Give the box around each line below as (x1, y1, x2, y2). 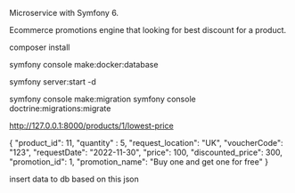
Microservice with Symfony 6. (9, 8, 119, 18)
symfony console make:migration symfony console (9, 93, 196, 104)
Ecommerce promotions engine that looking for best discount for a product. (9, 25, 287, 35)
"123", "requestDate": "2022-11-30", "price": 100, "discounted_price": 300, (9, 147, 283, 157)
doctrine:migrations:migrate (9, 103, 111, 114)
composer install (9, 42, 70, 52)
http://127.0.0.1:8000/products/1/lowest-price (9, 120, 174, 131)
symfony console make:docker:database (9, 60, 159, 69)
